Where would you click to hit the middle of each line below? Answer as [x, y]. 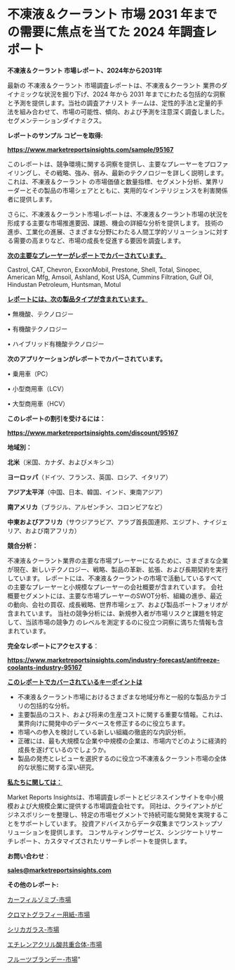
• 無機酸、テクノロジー [40, 314]
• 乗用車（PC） [29, 374]
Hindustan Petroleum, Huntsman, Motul [64, 284]
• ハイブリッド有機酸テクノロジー [56, 344]
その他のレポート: [33, 884]
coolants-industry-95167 [45, 667]
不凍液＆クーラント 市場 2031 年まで [112, 14]
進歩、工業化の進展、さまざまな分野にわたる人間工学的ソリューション [109, 231]
